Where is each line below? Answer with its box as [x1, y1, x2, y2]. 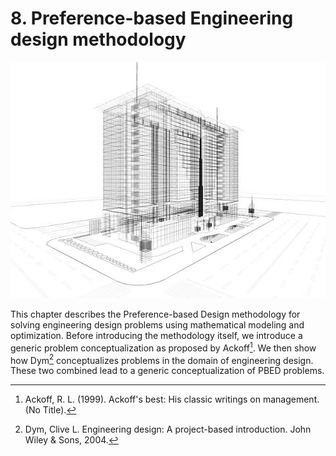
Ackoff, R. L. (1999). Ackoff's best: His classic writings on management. [24, 393, 320, 406]
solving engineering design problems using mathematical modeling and [10, 318, 305, 331]
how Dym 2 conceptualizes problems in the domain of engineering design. [10, 352, 314, 366]
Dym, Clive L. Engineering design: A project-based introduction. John [24, 423, 312, 436]
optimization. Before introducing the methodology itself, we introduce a [10, 329, 303, 341]
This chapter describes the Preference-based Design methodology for [10, 308, 301, 320]
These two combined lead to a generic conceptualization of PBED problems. [10, 365, 325, 377]
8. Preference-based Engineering [10, 7, 294, 30]
